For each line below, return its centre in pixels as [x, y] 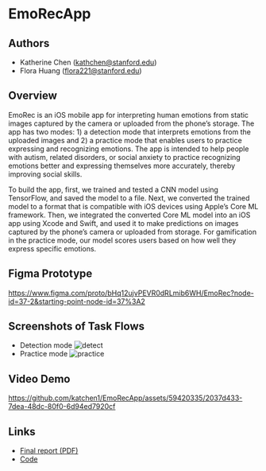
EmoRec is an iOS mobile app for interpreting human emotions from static [128, 115]
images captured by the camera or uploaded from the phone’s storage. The [131, 123]
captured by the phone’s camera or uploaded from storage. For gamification [132, 232]
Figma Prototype [50, 274]
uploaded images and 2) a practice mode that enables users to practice [125, 140]
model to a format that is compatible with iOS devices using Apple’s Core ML [133, 206]
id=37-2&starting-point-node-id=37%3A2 [77, 301]
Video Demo [39, 379]
